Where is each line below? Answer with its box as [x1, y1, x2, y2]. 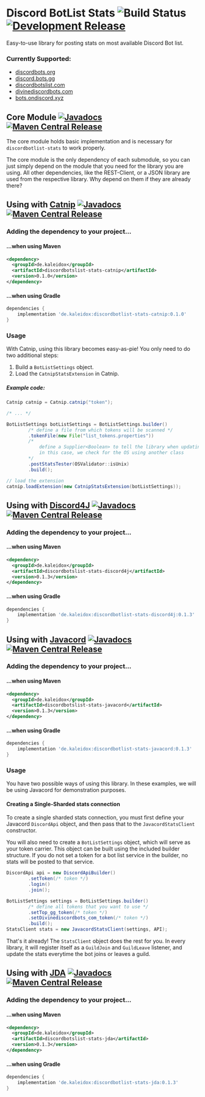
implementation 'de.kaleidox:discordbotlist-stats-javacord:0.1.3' [17, 746, 192, 752]
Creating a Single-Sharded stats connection [6, 800, 120, 808]
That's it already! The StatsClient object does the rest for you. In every [6, 937, 186, 945]
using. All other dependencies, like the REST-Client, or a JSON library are [6, 169, 190, 176]
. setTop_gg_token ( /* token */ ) [28, 909, 108, 915]
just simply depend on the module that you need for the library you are [6, 162, 184, 170]
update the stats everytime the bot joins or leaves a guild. [6, 951, 151, 958]
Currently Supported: [6, 54, 71, 63]
